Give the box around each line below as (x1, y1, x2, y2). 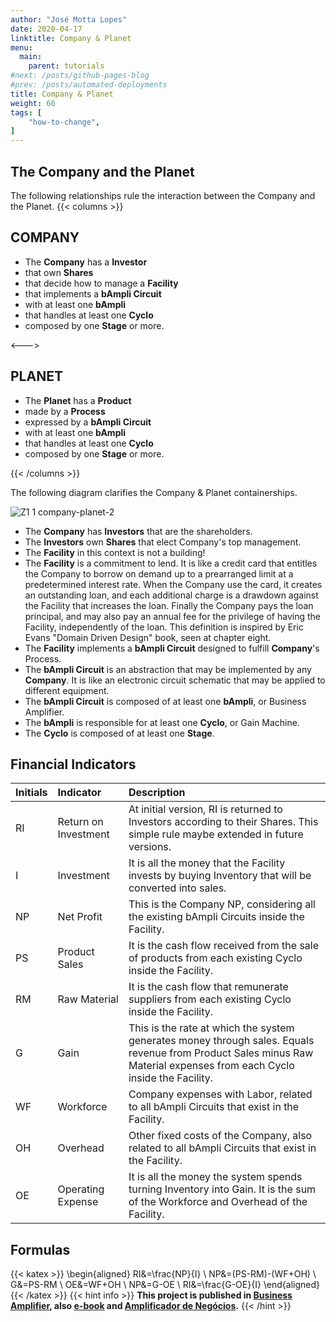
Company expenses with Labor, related (128, 1087, 313, 1101)
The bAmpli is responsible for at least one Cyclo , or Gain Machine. (24, 716, 300, 728)
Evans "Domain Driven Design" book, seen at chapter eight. (24, 631, 272, 643)
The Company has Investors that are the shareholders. (24, 525, 253, 537)
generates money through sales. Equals (128, 1034, 315, 1048)
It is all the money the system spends (128, 1170, 303, 1184)
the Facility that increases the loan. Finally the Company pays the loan (24, 599, 314, 611)
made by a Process (24, 405, 106, 417)
